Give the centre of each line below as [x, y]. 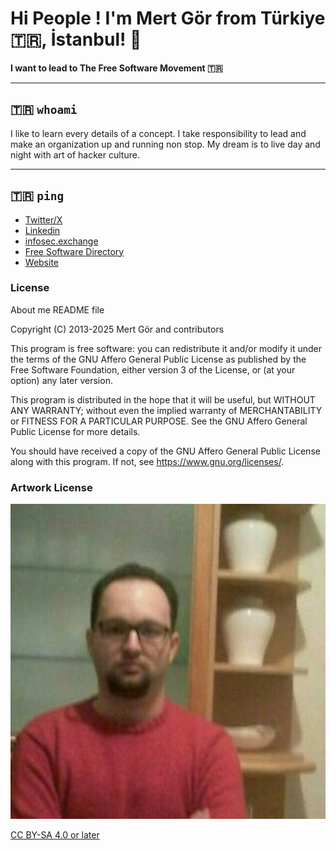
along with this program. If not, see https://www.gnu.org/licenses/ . [147, 461]
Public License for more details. [75, 431]
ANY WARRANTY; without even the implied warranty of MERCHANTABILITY [166, 410]
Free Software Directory [74, 251]
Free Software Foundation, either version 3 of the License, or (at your [153, 369]
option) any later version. [61, 380]
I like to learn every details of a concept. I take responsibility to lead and [158, 133]
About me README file [57, 309]
